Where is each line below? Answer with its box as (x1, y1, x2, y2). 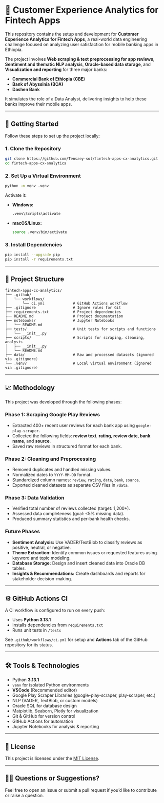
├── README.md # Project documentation (5, 313, 123, 319)
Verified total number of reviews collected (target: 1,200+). (12, 505, 130, 511)
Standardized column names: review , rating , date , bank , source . (12, 477, 140, 483)
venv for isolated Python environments (12, 682, 89, 688)
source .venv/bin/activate (12, 230, 67, 235)
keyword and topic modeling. (12, 555, 71, 561)
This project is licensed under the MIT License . (5, 756, 100, 761)
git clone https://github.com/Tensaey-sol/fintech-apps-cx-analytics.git (5, 156, 159, 161)
